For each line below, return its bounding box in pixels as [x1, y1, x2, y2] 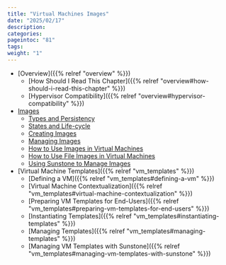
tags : [7, 43, 23, 50]
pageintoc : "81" [7, 37, 55, 44]
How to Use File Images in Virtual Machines [28, 151, 156, 160]
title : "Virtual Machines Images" [7, 10, 110, 18]
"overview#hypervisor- [137, 91, 205, 100]
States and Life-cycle [28, 122, 91, 130]
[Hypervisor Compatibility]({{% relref [28, 91, 137, 100]
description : [7, 23, 46, 30]
